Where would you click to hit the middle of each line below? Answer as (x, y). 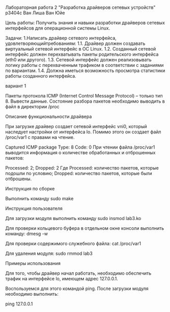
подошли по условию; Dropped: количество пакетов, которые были (79, 173)
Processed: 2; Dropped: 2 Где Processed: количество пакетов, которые (82, 168)
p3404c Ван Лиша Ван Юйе (35, 13)
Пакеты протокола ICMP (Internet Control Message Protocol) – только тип (84, 96)
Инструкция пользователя (34, 208)
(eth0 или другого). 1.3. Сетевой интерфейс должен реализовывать (78, 60)
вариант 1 (16, 86)
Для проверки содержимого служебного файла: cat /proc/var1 (73, 244)
